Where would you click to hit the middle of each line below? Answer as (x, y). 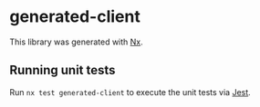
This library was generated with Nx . (76, 42)
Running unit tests (62, 70)
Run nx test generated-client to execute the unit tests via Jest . (130, 92)
